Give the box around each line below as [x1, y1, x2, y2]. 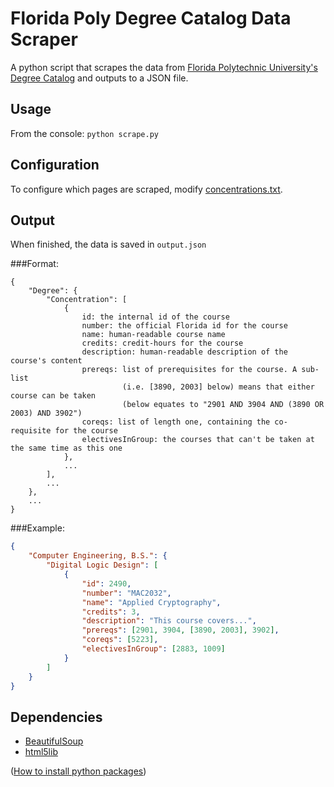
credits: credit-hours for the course [81, 338, 244, 349]
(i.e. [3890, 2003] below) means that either [121, 382, 315, 392]
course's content [10, 356, 83, 366]
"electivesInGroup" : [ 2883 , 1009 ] [81, 644, 226, 654]
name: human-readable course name [81, 330, 226, 340]
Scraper [10, 28, 78, 51]
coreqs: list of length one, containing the [81, 417, 271, 427]
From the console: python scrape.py [10, 127, 159, 139]
